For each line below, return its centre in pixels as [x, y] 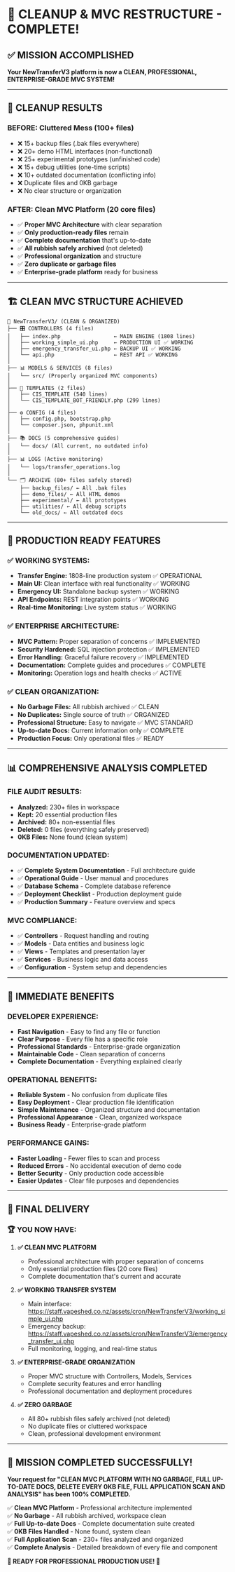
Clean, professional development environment [94, 1434]
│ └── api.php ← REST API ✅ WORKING [93, 355]
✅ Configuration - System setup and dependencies [92, 967]
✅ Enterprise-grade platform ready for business [88, 271]
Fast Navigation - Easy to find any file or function [89, 1032]
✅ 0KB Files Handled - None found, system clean [79, 1531]
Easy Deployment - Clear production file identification [96, 1102]
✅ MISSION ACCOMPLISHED [71, 55]
